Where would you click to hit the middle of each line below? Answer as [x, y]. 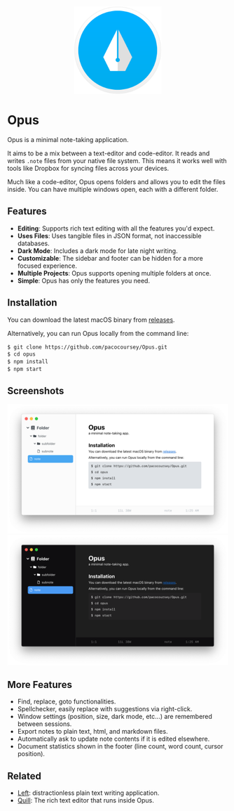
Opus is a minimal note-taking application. [68, 139]
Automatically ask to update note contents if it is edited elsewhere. [113, 739]
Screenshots [36, 391]
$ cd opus [22, 354]
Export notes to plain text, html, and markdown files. [92, 732]
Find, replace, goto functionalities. [67, 701]
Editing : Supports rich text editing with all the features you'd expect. [116, 228]
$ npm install [28, 362]
